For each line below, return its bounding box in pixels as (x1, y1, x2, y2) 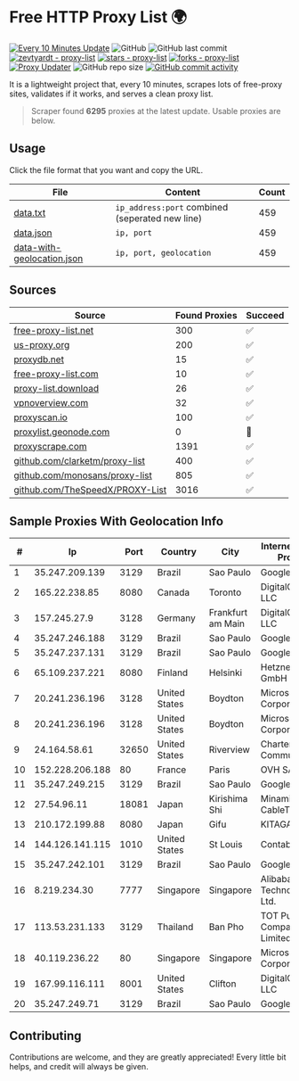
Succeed (246, 309, 285, 321)
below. (30, 115, 56, 126)
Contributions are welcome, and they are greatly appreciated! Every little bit (9, 1052, 287, 1062)
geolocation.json (13, 252, 84, 264)
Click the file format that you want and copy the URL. (9, 164, 203, 175)
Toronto (208, 586, 242, 598)
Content (165, 186, 201, 198)
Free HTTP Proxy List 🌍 (9, 7, 188, 28)
